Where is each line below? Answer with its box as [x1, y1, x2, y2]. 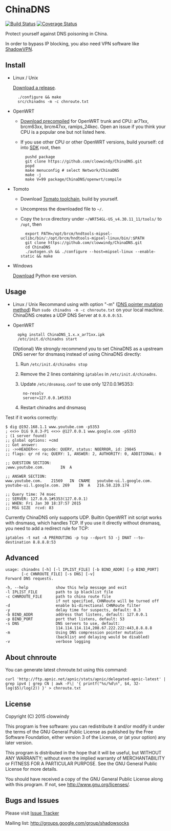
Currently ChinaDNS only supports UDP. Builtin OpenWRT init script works [5, 514, 162, 520]
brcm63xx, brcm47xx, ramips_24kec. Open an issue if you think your [20, 123, 166, 130]
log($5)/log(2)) [5, 685, 40, 691]
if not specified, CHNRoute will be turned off [55, 599, 159, 604]
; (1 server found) [5, 433, 47, 438]
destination [5, 539, 31, 545]
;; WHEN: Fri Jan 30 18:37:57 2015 [5, 500, 81, 506]
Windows [12, 262, 33, 268]
